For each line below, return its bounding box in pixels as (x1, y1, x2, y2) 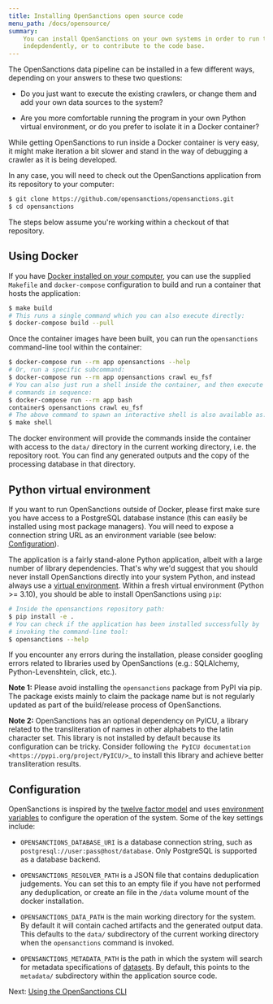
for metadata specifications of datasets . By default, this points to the (19, 963, 250, 972)
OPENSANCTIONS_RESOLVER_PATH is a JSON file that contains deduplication (19, 871, 259, 880)
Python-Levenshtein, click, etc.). (8, 667, 117, 677)
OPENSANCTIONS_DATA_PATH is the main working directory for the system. (19, 912, 256, 922)
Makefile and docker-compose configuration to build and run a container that (8, 280, 262, 289)
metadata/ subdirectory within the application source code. (19, 971, 218, 980)
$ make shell (8, 419, 53, 427)
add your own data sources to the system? (19, 98, 163, 107)
